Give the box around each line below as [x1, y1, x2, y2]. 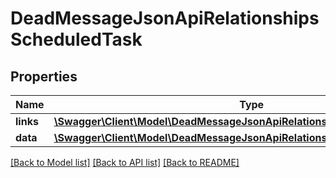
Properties [10, 68, 78, 85]
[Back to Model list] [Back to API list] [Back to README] [10, 157, 240, 168]
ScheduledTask [10, 28, 143, 51]
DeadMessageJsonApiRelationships [10, 7, 320, 30]
